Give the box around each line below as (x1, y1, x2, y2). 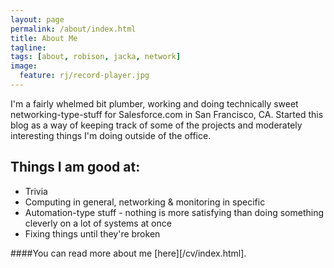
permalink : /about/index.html (10, 24, 137, 34)
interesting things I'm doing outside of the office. (10, 129, 212, 141)
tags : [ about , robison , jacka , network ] (10, 52, 182, 62)
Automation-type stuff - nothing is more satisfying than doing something (24, 206, 325, 218)
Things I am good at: (10, 159, 141, 176)
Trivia (24, 185, 48, 197)
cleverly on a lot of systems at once (24, 217, 172, 229)
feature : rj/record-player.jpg (19, 71, 150, 81)
